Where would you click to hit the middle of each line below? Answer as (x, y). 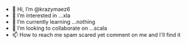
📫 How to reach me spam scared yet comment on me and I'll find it (96, 35)
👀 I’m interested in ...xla (41, 15)
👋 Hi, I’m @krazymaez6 (41, 9)
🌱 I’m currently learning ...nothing (54, 22)
